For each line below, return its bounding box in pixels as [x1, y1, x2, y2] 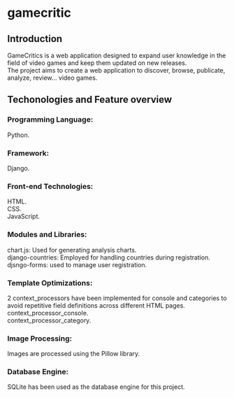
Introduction [7, 33, 63, 45]
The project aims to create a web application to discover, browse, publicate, [7, 66, 226, 74]
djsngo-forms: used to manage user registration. [7, 260, 147, 269]
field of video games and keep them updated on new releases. [7, 59, 187, 67]
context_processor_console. [7, 308, 89, 317]
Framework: [7, 148, 50, 158]
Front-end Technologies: [7, 181, 94, 191]
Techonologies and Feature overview [7, 94, 173, 106]
